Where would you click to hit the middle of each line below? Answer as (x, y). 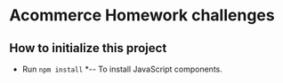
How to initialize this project (88, 48)
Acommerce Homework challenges (142, 15)
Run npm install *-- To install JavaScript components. (122, 69)
